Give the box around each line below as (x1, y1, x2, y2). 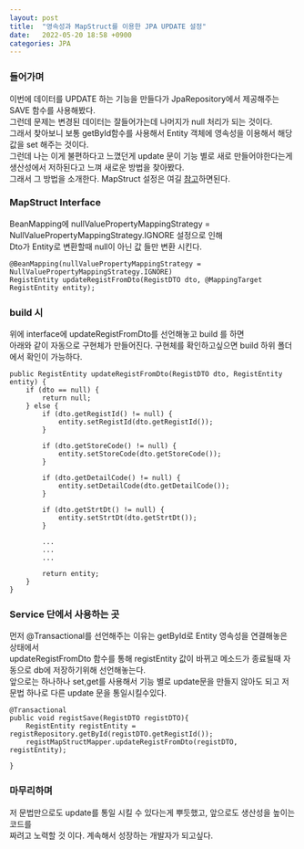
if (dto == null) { (25, 385, 100, 395)
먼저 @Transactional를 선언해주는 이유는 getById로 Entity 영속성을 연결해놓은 (9, 631, 289, 642)
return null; (42, 393, 92, 403)
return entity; (42, 570, 100, 579)
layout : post (9, 13, 59, 23)
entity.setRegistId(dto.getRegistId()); (57, 417, 214, 427)
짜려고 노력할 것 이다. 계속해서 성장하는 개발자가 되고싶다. (9, 830, 214, 841)
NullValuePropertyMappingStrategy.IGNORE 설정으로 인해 (9, 229, 223, 240)
